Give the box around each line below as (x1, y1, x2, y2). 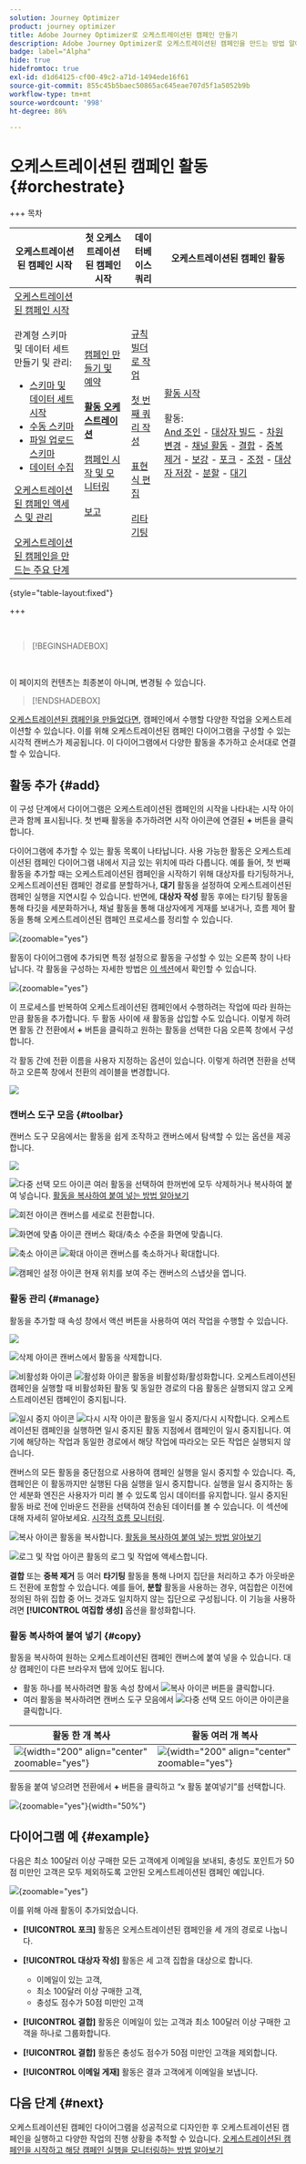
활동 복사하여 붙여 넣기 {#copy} (9, 1629, 142, 1642)
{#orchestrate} (9, 177, 126, 197)
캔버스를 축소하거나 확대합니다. (109, 1248, 220, 1259)
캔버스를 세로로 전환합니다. (59, 1209, 155, 1221)
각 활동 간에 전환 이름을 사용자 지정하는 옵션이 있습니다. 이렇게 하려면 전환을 (9, 1055, 280, 1066)
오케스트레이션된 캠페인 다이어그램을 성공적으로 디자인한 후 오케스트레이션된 (9, 2121, 280, 2132)
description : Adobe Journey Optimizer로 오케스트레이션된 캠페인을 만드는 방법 (9, 38, 285, 48)
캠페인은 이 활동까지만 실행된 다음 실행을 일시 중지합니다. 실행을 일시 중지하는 (9, 1478, 284, 1489)
